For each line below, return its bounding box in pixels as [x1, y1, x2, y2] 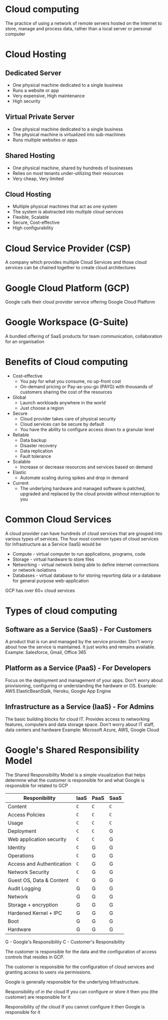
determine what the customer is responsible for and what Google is [5, 777, 145, 783]
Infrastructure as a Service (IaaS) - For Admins [5, 702, 154, 711]
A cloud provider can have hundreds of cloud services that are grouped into [5, 530, 162, 536]
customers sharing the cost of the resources [20, 389, 112, 395]
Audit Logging [8, 885, 41, 892]
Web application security [8, 835, 67, 843]
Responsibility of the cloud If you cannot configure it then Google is [5, 1003, 145, 1009]
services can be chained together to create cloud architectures [5, 265, 136, 271]
